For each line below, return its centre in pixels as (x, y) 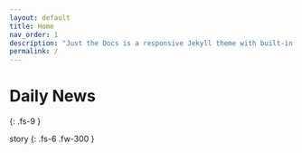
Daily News (53, 96)
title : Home (32, 26)
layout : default (40, 18)
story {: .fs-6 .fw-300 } (52, 139)
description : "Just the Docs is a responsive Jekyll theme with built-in (151, 43)
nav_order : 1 (34, 34)
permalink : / (34, 52)
